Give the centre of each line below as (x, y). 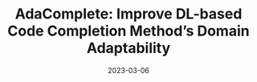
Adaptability (128, 48)
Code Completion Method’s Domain (128, 31)
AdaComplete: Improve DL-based (128, 14)
